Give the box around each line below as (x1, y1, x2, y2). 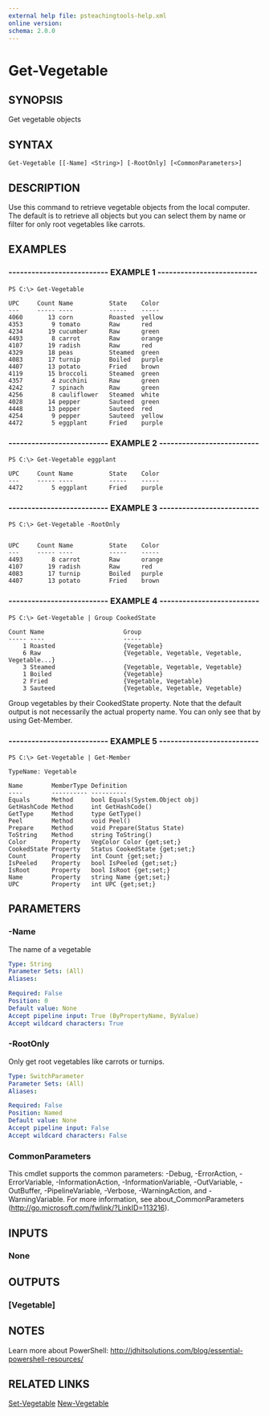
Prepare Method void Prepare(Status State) (8, 823, 185, 832)
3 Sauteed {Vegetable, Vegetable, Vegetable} (22, 684, 243, 692)
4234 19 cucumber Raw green (8, 327, 160, 335)
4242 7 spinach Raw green (8, 384, 160, 392)
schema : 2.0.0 (8, 27, 56, 35)
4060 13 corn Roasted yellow (8, 313, 163, 322)
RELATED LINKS (8, 1377, 90, 1391)
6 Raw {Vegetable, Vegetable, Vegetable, (22, 649, 243, 657)
